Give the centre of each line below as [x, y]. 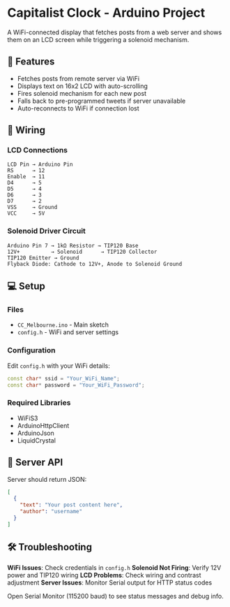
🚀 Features [31, 62]
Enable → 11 [26, 177]
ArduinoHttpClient [43, 425]
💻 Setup [26, 286]
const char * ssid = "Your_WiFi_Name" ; [63, 378]
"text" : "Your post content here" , [71, 505]
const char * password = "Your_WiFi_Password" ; [76, 385]
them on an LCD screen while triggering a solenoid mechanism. [98, 39]
